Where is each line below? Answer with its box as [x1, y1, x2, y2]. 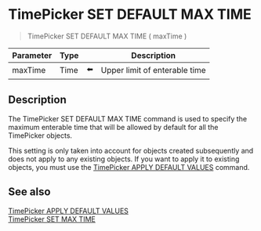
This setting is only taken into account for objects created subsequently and [8, 146, 254, 155]
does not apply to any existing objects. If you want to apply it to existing [8, 154, 240, 164]
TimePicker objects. [8, 131, 73, 140]
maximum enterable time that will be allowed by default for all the [8, 122, 219, 132]
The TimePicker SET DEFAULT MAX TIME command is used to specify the [8, 114, 248, 123]
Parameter [12, 49, 53, 60]
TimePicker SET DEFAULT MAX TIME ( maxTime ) [27, 31, 187, 41]
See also [8, 186, 51, 199]
